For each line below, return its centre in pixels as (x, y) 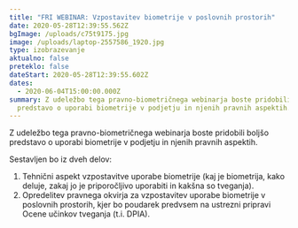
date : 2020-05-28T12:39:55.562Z (69, 26)
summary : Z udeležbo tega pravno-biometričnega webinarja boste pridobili (150, 99)
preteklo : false (39, 67)
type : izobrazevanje (47, 50)
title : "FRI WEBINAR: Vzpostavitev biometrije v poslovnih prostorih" (142, 17)
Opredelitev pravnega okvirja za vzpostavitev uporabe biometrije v (144, 195)
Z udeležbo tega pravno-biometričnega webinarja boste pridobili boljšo (139, 133)
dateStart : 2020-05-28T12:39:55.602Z (79, 75)
